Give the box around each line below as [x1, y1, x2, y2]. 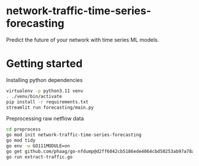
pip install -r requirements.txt [6, 99, 89, 105]
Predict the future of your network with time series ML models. [6, 36, 159, 43]
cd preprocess [6, 126, 41, 132]
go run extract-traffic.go [6, 154, 73, 160]
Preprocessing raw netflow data [6, 115, 84, 122]
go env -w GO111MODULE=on [6, 143, 70, 149]
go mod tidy [6, 138, 36, 144]
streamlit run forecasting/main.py [6, 105, 94, 110]
